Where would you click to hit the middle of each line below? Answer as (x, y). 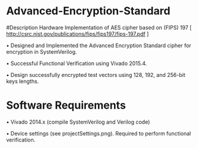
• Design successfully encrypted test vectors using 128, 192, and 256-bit (96, 75)
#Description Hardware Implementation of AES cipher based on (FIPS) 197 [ (99, 27)
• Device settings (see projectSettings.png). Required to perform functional (99, 133)
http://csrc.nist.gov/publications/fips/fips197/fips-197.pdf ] (78, 33)
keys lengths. (23, 81)
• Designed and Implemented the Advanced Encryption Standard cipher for (99, 45)
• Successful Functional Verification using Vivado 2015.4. (77, 63)
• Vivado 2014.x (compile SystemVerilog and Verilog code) (78, 122)
